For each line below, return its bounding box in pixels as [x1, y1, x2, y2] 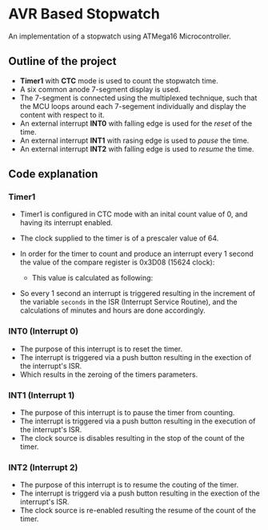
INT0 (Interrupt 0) [8, 326, 78, 337]
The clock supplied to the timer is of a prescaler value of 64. [19, 233, 219, 243]
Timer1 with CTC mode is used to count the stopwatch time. [19, 75, 218, 85]
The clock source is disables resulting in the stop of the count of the [19, 434, 246, 443]
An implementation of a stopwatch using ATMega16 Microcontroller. [8, 31, 232, 41]
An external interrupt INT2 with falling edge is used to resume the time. [19, 144, 254, 153]
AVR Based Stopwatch [8, 5, 160, 23]
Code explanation [8, 168, 98, 181]
